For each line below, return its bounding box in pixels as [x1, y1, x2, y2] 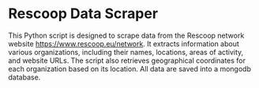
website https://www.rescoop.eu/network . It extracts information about [8, 38, 239, 48]
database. [8, 72, 41, 82]
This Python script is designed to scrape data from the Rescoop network [8, 31, 245, 40]
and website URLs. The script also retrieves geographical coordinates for [8, 56, 246, 65]
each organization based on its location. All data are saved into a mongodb [8, 64, 251, 73]
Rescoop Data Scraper [8, 5, 159, 23]
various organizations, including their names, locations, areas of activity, [8, 47, 244, 57]
